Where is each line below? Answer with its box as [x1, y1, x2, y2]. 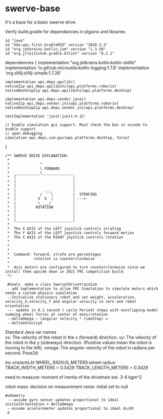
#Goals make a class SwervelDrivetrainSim [7, 282, 97, 287]
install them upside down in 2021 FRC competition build [5, 269, 123, 274]
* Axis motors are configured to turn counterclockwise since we [7, 265, 145, 270]
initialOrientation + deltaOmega [5, 401, 73, 407]
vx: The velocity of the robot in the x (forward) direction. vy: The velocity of [5, 334, 157, 340]
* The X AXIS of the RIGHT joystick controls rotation [7, 235, 123, 240]
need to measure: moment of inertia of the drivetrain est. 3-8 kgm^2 [5, 374, 142, 380]
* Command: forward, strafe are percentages [7, 252, 102, 257]
